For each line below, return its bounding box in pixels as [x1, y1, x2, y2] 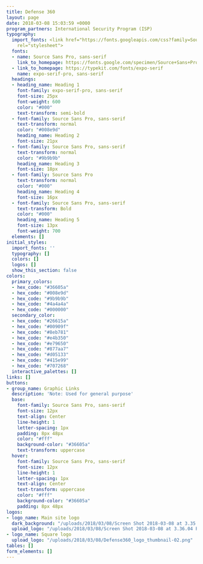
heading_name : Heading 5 [17, 217, 80, 223]
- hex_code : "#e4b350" [11, 335, 69, 341]
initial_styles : [6, 239, 47, 245]
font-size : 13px [17, 222, 59, 229]
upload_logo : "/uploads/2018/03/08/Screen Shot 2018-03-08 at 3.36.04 [11, 526, 193, 532]
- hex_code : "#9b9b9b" [11, 296, 69, 302]
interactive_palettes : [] [11, 368, 77, 375]
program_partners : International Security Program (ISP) [6, 25, 153, 32]
